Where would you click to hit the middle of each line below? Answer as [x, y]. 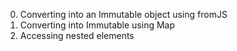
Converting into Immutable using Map [97, 25]
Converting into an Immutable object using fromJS [123, 14]
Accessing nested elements [77, 35]
